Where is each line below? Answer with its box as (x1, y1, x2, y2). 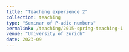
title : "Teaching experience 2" (6, 8, 88, 15)
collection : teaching (6, 14, 61, 20)
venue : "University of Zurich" (6, 31, 85, 37)
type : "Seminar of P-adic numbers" (6, 20, 96, 26)
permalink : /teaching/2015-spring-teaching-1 (6, 25, 123, 32)
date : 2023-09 (6, 36, 42, 42)
